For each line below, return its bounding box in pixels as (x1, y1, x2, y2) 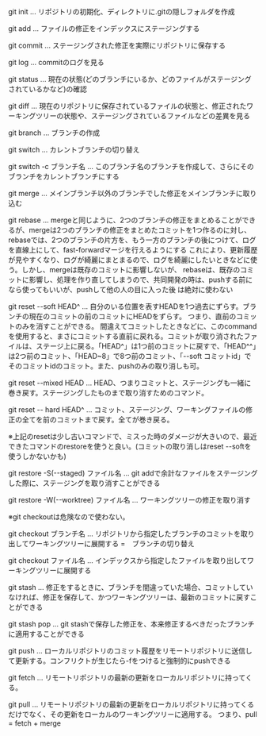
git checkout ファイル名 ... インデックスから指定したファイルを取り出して (8, 556, 248, 565)
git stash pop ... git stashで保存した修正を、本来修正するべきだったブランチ (8, 619, 255, 629)
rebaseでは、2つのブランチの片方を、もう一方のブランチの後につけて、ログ (8, 235, 256, 245)
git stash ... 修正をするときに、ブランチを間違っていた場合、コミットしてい (8, 583, 253, 591)
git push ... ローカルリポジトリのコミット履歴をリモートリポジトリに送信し (8, 646, 253, 655)
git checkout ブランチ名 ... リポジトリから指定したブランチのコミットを (8, 529, 241, 538)
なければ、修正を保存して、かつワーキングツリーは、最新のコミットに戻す (8, 592, 251, 602)
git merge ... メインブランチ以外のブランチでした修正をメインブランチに (8, 189, 243, 198)
